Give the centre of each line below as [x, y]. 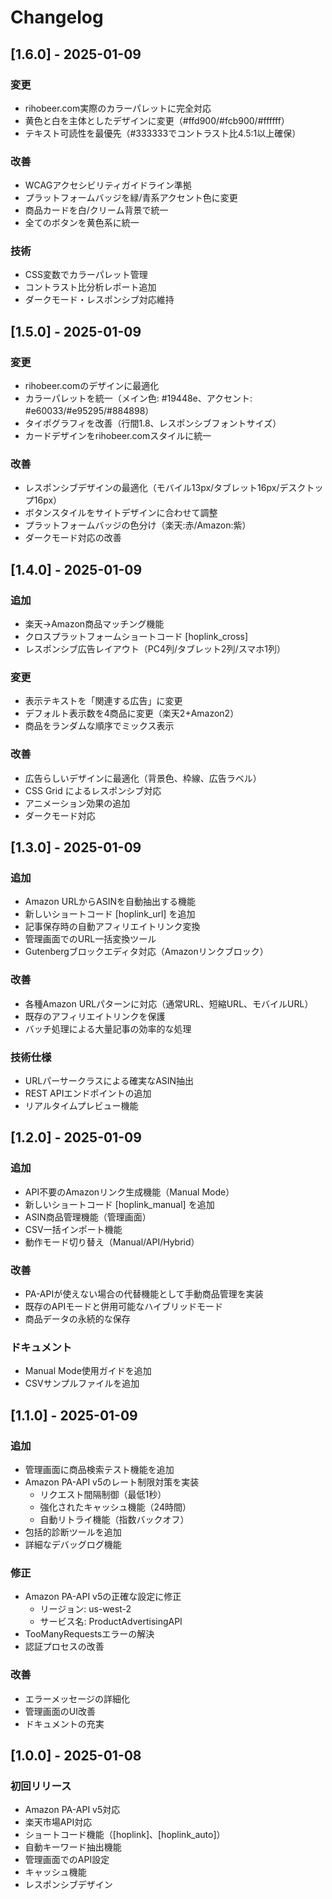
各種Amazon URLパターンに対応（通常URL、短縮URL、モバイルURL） [169, 1003]
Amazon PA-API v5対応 [72, 1810]
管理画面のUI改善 [60, 1711]
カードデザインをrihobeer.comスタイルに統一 [118, 436]
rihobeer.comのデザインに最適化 [92, 386]
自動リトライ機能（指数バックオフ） [114, 1519]
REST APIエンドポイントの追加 [88, 1093]
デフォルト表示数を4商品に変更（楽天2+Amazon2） [132, 713]
